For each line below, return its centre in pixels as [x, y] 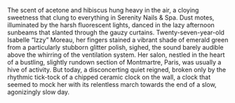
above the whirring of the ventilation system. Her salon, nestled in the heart [116, 55]
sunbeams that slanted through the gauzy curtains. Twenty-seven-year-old [116, 32]
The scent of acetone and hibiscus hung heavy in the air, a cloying [103, 10]
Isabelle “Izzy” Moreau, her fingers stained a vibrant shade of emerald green [118, 40]
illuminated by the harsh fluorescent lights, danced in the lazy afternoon [111, 25]
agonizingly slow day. [39, 92]
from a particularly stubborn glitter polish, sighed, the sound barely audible [115, 47]
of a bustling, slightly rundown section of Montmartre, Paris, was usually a [114, 62]
